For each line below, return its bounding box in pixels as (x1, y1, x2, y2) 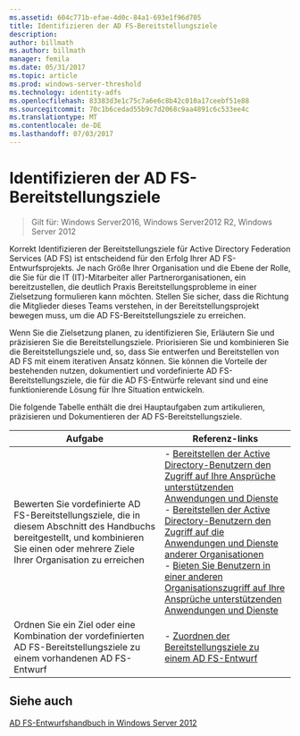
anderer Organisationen (164, 547, 264, 560)
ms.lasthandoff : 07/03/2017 (9, 130, 114, 139)
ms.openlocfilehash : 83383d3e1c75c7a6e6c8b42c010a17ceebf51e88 (9, 96, 250, 106)
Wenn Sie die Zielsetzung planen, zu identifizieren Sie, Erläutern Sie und (9, 327, 275, 338)
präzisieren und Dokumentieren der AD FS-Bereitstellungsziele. (9, 410, 243, 421)
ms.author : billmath (9, 47, 87, 55)
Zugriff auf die (164, 525, 225, 537)
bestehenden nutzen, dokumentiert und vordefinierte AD (9, 365, 218, 376)
